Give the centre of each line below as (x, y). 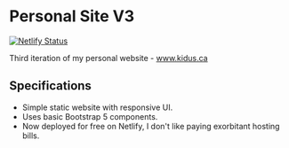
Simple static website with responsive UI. (97, 107)
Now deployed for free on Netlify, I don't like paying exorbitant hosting (151, 126)
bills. (31, 136)
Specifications (50, 86)
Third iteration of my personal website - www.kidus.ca (108, 58)
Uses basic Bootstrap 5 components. (90, 116)
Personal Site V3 (72, 16)
